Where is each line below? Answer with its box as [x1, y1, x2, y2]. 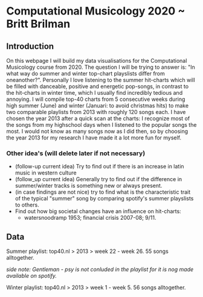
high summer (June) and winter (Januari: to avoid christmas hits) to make [6, 102, 189, 109]
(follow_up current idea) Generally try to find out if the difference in [14, 176, 182, 183]
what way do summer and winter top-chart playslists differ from [6, 70, 165, 77]
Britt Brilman [6, 17, 71, 31]
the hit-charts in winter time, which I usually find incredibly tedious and [6, 89, 183, 96]
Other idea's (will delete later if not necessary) [6, 149, 146, 158]
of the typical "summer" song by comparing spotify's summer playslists [14, 195, 194, 202]
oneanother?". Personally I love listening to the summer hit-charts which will [6, 77, 195, 83]
